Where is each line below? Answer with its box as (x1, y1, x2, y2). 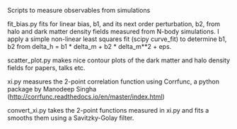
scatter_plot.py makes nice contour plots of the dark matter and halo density (7, 56, 231, 64)
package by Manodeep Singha (7, 85, 97, 93)
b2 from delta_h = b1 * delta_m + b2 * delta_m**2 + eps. (7, 43, 172, 50)
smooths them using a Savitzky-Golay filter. (7, 113, 134, 122)
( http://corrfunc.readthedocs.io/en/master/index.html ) (7, 92, 165, 101)
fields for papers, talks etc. (7, 64, 86, 72)
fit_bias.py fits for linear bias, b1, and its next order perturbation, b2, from (7, 20, 221, 28)
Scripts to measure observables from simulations (7, 6, 151, 14)
